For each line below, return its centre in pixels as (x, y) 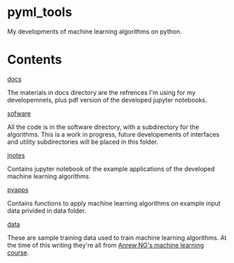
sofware (19, 113)
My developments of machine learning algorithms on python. (95, 31)
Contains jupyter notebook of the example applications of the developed (111, 169)
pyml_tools (40, 12)
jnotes (16, 155)
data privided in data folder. (47, 211)
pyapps (18, 190)
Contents (35, 60)
